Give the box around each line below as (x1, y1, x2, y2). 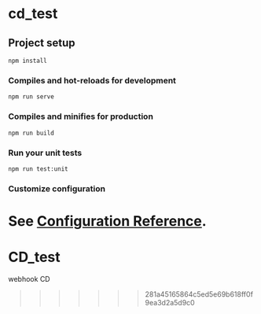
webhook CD (8, 274, 50, 283)
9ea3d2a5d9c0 (145, 297, 195, 307)
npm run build (8, 129, 55, 137)
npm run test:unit (8, 164, 68, 173)
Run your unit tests (8, 147, 83, 158)
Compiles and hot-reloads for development (8, 75, 177, 86)
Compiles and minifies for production (8, 111, 153, 122)
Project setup (8, 36, 76, 50)
